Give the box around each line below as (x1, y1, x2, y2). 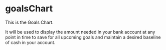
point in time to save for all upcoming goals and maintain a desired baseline (5, 34, 161, 40)
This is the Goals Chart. (5, 19, 54, 25)
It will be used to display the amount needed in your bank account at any (5, 29, 155, 35)
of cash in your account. (5, 39, 56, 45)
